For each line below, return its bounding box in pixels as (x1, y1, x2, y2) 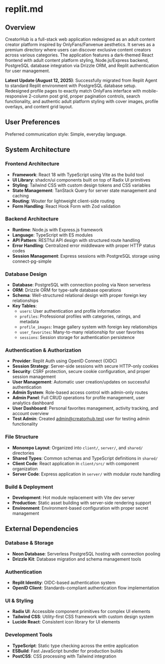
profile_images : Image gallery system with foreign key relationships (19, 324, 158, 330)
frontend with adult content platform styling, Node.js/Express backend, (5, 57, 149, 63)
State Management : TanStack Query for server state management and (12, 187, 157, 193)
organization (12, 466, 38, 472)
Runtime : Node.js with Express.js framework (12, 227, 103, 233)
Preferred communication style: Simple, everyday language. (5, 131, 127, 137)
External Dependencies (5, 524, 79, 533)
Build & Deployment (5, 483, 53, 490)
